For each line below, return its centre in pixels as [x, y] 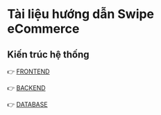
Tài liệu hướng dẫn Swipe [81, 14]
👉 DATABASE [27, 104]
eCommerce [43, 29]
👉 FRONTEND [28, 71]
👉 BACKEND [27, 88]
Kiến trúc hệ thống [48, 54]
